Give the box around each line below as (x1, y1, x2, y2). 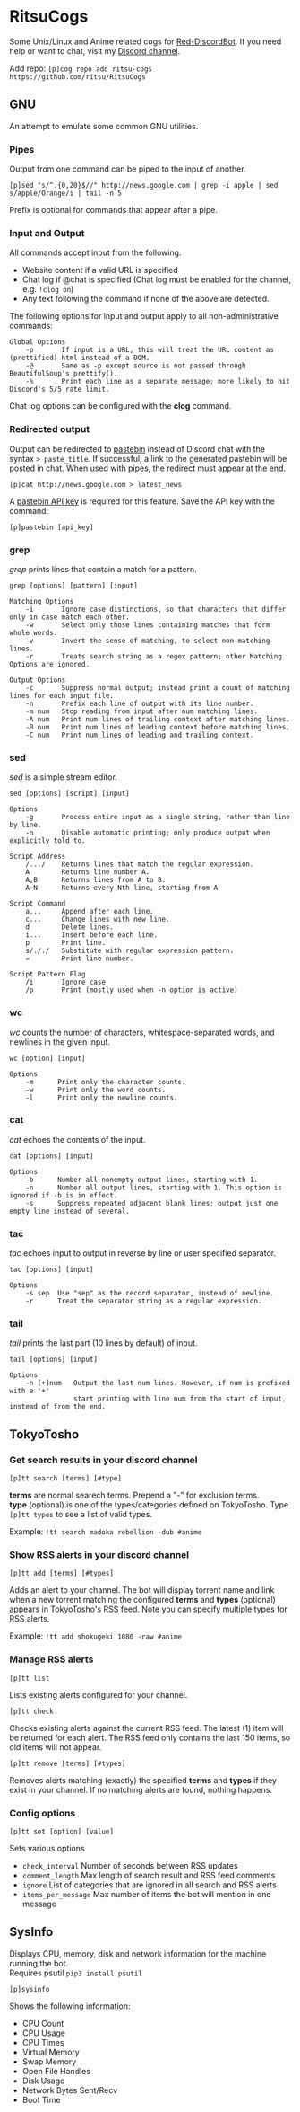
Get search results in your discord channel (9, 1454, 199, 1466)
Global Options (9, 338, 66, 347)
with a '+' (9, 1386, 50, 1396)
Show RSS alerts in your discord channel (9, 1549, 190, 1561)
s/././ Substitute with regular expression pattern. (25, 946, 235, 956)
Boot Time (21, 2094, 61, 2105)
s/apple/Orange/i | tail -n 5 (9, 189, 123, 199)
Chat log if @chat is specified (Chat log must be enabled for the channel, (21, 274, 292, 285)
